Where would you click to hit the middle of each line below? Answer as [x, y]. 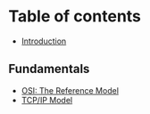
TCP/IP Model [47, 100]
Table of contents [75, 16]
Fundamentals [49, 69]
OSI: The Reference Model [70, 90]
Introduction [44, 41]
